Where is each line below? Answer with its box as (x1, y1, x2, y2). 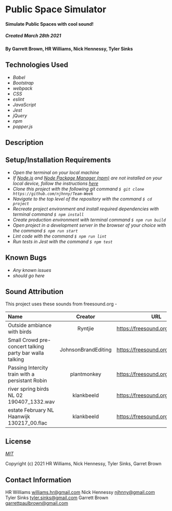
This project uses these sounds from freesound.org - (5, 301, 117, 307)
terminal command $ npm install (12, 211, 84, 217)
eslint (12, 96, 25, 102)
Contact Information (5, 476, 72, 484)
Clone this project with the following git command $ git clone (12, 186, 144, 192)
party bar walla (8, 350, 45, 357)
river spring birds (8, 386, 49, 393)
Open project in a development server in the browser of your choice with (12, 222, 166, 228)
